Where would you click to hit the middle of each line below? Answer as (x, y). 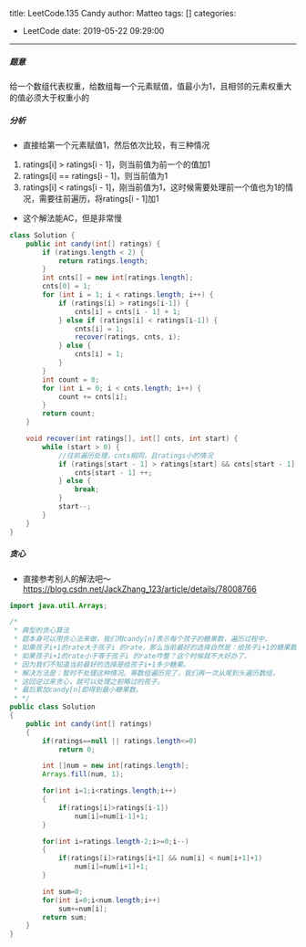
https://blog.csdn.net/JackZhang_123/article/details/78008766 (140, 589)
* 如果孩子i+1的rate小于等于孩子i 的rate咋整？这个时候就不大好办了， (132, 656)
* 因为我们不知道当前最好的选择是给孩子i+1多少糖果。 (102, 664)
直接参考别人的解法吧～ (66, 578)
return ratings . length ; (103, 261)
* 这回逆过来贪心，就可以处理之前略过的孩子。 (89, 681)
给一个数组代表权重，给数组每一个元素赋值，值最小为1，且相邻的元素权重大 (151, 86)
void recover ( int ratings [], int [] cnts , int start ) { (132, 439)
